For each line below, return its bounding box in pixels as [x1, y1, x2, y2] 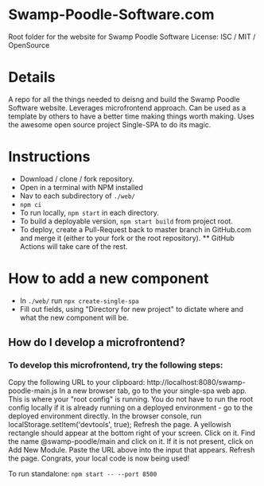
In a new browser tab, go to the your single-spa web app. [59, 386, 247, 395]
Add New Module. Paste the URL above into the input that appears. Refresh [8, 445, 255, 455]
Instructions [8, 148, 91, 166]
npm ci [19, 200, 42, 208]
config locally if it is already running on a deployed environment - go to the [8, 403, 253, 413]
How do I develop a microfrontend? [8, 336, 185, 349]
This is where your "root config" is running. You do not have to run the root [8, 395, 254, 404]
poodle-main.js [8, 386, 58, 395]
